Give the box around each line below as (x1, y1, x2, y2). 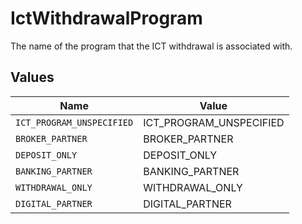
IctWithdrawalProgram (10, 7, 203, 30)
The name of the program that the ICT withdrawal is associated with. (10, 40, 293, 52)
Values (10, 69, 55, 86)
